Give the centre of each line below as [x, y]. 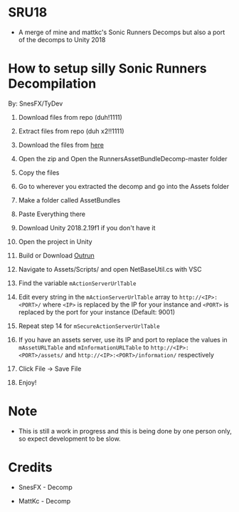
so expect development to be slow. [69, 439]
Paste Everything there [52, 214]
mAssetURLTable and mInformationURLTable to [84, 347]
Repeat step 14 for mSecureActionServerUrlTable [89, 326]
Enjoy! [27, 382]
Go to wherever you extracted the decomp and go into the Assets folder [124, 186]
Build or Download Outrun [56, 255]
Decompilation [52, 84]
